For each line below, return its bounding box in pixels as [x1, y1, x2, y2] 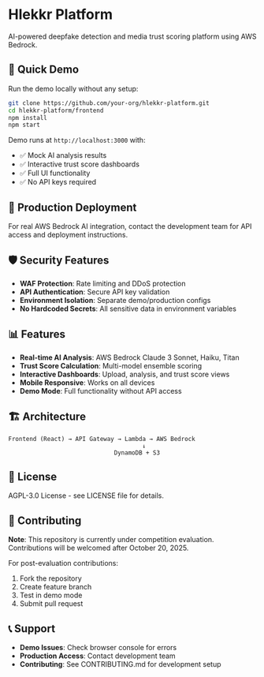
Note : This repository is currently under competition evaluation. [8, 535, 214, 544]
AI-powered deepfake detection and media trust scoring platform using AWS [8, 32, 257, 41]
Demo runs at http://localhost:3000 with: [8, 136, 146, 145]
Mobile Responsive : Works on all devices [19, 377, 155, 387]
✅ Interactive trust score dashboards [19, 159, 140, 169]
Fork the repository [19, 574, 83, 583]
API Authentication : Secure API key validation [19, 286, 170, 297]
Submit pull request [19, 599, 84, 608]
